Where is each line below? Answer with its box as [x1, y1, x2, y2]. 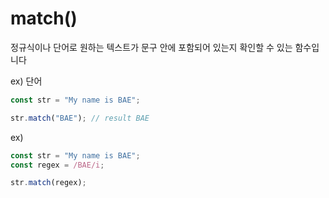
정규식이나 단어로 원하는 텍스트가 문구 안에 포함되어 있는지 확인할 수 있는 [10, 41, 293, 53]
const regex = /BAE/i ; [10, 160, 105, 170]
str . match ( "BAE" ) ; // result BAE [10, 113, 150, 123]
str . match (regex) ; [10, 178, 87, 188]
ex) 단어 [10, 75, 43, 87]
